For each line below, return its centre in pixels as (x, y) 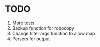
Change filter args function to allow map (54, 33)
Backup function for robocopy (43, 28)
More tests (23, 23)
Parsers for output (31, 39)
